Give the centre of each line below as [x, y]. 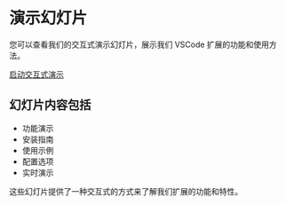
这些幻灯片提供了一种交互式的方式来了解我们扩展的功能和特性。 [126, 191]
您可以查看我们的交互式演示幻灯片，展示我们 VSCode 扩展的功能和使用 [139, 44]
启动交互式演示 [36, 74]
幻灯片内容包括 [50, 105]
